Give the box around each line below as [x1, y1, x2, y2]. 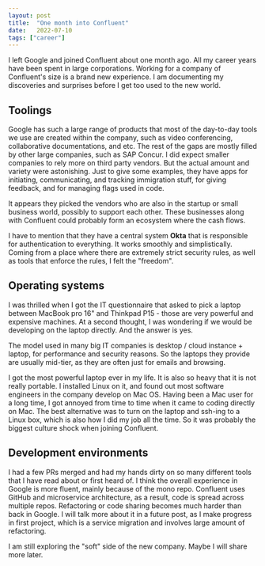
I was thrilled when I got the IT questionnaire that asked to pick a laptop [8, 300, 241, 310]
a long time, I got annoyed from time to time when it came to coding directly [8, 397, 256, 408]
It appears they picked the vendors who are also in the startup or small [8, 199, 239, 208]
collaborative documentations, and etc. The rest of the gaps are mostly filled [8, 142, 257, 151]
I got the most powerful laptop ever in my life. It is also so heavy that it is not [8, 373, 257, 382]
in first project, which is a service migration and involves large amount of [8, 518, 245, 527]
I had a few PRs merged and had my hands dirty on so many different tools [8, 467, 252, 477]
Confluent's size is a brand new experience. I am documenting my [8, 72, 224, 82]
